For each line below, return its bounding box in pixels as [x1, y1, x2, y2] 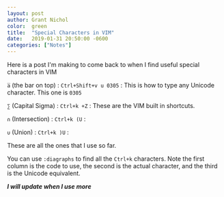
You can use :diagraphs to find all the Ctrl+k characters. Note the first [7, 155, 205, 163]
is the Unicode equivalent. [7, 169, 81, 177]
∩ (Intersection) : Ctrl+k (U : [7, 115, 86, 123]
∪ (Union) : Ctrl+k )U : [7, 128, 70, 136]
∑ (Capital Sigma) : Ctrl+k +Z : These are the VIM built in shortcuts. [7, 102, 195, 109]
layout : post [7, 10, 44, 17]
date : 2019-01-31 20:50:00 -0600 [7, 36, 109, 42]
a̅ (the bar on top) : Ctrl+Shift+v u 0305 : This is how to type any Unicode [7, 81, 215, 89]
